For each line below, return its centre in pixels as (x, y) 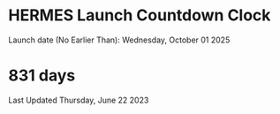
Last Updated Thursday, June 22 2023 (79, 100)
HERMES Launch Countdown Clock (140, 15)
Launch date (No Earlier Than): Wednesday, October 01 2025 (119, 40)
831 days (42, 76)
